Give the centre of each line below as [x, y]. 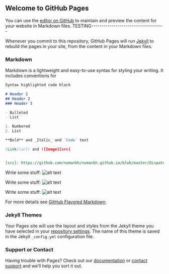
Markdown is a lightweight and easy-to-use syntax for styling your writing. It [84, 71]
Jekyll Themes [24, 215]
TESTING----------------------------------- [117, 26]
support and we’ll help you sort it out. [44, 266]
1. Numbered [18, 126]
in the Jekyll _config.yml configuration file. [50, 237]
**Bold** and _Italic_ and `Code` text [47, 140]
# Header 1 [17, 94]
